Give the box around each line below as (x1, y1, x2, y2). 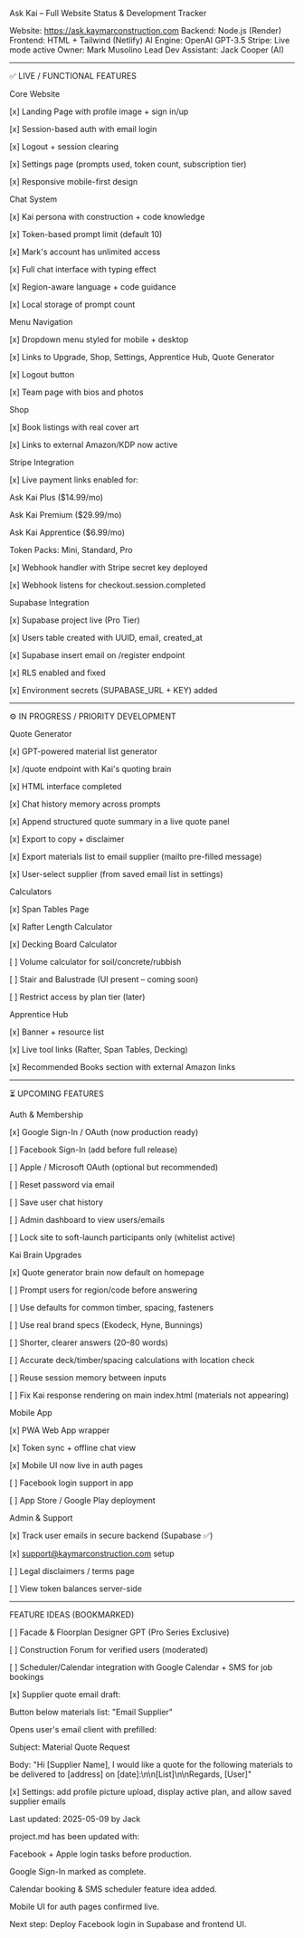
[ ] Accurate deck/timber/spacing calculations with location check (9, 1355, 255, 1365)
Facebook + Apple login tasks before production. (9, 1848, 192, 1859)
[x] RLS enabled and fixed (9, 667, 106, 678)
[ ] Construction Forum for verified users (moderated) (9, 1645, 209, 1655)
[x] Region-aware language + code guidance (9, 282, 176, 292)
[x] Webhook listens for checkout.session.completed (9, 579, 206, 590)
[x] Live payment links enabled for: (9, 474, 138, 485)
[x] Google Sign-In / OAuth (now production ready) (9, 1127, 199, 1137)
